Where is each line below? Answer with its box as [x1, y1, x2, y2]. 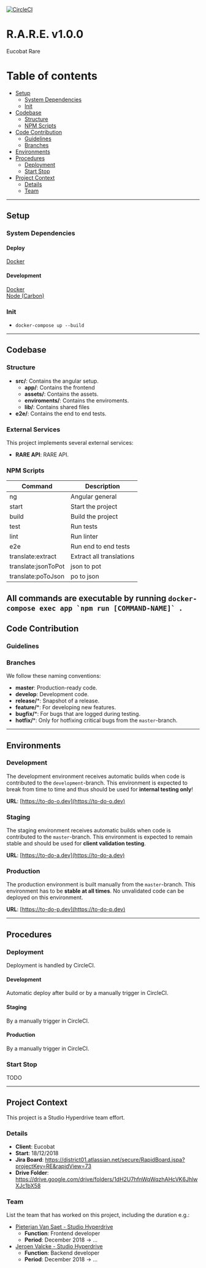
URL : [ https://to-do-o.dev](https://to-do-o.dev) [6, 797, 126, 805]
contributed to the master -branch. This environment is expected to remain [6, 833, 193, 840]
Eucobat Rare [6, 47, 41, 55]
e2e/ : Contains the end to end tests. [15, 410, 107, 417]
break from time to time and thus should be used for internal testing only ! [6, 785, 193, 793]
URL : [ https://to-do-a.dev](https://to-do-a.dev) [6, 851, 125, 859]
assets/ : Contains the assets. [24, 390, 99, 398]
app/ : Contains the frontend [24, 383, 95, 391]
